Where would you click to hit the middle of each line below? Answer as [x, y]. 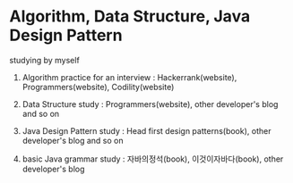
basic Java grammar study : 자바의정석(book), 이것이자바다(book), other [153, 159]
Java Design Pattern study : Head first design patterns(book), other [146, 130]
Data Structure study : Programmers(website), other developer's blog [150, 104]
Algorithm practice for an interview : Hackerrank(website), [129, 77]
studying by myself [45, 60]
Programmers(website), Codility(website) [98, 87]
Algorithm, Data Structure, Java [130, 17]
